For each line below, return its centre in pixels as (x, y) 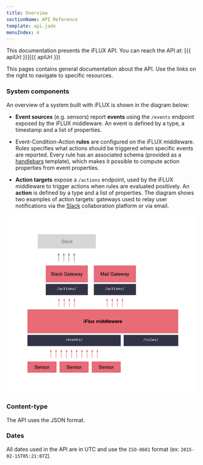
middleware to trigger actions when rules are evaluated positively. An (102, 186)
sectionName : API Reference (42, 19)
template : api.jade (31, 26)
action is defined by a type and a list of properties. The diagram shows (105, 193)
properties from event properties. (57, 167)
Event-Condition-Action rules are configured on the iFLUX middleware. (105, 142)
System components (38, 91)
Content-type (27, 407)
